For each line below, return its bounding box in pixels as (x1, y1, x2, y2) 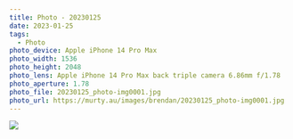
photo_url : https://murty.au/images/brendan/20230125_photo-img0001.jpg (9, 95, 285, 105)
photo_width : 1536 (9, 54, 77, 63)
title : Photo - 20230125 (9, 12, 102, 22)
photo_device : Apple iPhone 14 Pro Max (9, 46, 158, 55)
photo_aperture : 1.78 (9, 79, 90, 88)
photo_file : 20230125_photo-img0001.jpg (9, 87, 162, 96)
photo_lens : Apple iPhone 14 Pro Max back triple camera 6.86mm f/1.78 (9, 71, 281, 80)
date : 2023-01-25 (9, 21, 74, 30)
